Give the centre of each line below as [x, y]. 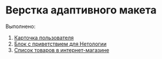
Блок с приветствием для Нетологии [60, 44]
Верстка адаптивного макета [81, 10]
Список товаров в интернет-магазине [62, 50]
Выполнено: [21, 26]
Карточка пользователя [44, 37]
